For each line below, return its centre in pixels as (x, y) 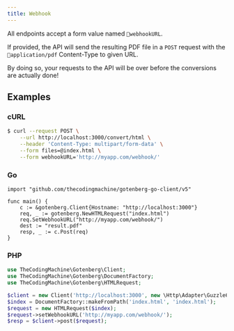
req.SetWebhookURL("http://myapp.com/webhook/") (92, 220)
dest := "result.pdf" (51, 226)
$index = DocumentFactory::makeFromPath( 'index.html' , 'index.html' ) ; (112, 302)
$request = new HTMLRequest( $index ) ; (62, 308)
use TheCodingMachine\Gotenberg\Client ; (67, 270)
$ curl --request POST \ (43, 131)
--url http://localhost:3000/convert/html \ (85, 138)
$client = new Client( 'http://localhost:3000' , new (84, 295)
